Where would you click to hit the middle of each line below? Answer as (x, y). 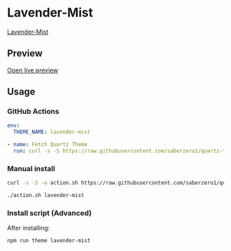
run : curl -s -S (36, 151)
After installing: (29, 228)
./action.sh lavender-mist (46, 195)
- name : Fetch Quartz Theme (47, 145)
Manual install (31, 168)
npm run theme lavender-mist (49, 241)
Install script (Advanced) (49, 213)
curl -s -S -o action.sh (43, 183)
